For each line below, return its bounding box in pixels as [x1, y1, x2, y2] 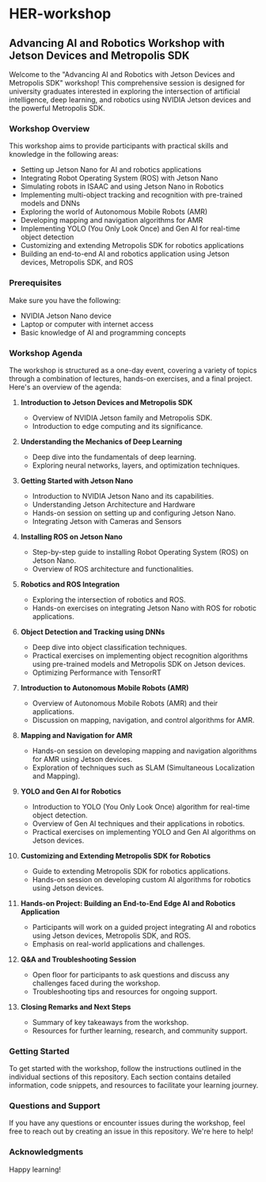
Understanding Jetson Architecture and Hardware [32, 499, 196, 509]
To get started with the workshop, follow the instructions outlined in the [9, 1064, 242, 1073]
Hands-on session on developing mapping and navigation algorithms [32, 746, 257, 755]
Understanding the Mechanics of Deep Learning [20, 437, 183, 446]
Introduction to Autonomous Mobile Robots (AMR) [20, 683, 189, 692]
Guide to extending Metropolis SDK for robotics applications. [32, 866, 230, 876]
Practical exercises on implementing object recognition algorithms [32, 651, 249, 660]
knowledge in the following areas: [9, 150, 120, 159]
